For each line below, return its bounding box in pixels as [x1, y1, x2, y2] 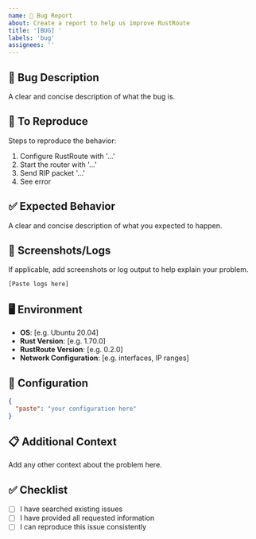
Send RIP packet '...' [19, 168, 86, 177]
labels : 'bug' [8, 33, 56, 42]
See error [19, 176, 52, 186]
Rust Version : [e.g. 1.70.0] [19, 336, 106, 346]
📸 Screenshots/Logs [8, 243, 111, 257]
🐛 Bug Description [8, 71, 99, 84]
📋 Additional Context [8, 435, 117, 449]
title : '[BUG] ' [8, 26, 62, 34]
